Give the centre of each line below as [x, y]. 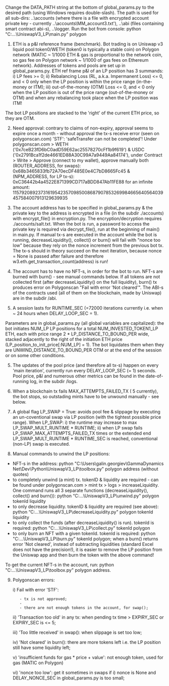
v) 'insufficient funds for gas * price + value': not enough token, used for [88, 657]
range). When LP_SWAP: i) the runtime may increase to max [75, 422]
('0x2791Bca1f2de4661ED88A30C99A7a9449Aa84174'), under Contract [87, 155]
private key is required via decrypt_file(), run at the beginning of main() [86, 229]
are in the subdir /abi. [35, 298]
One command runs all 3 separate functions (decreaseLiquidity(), [80, 490]
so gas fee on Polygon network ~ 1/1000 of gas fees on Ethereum [80, 60]
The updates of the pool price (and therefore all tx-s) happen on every [86, 365]
